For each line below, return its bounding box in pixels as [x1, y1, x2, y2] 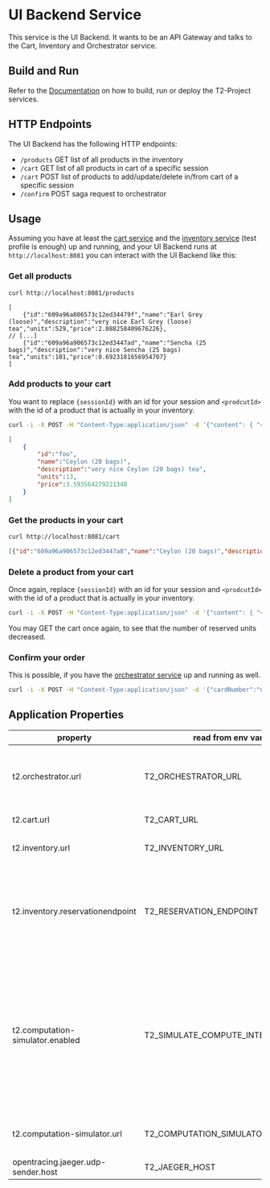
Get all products [8, 271, 72, 282]
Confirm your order [8, 652, 86, 663]
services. [8, 94, 39, 104]
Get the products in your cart [8, 514, 124, 525]
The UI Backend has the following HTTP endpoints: [8, 139, 178, 148]
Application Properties [8, 708, 125, 722]
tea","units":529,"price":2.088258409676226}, [8, 325, 167, 333]
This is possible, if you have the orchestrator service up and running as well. [8, 670, 261, 680]
